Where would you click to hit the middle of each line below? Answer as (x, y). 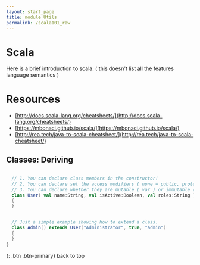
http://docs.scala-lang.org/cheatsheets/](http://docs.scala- (90, 116)
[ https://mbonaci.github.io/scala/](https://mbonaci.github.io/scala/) (97, 128)
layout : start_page (30, 12)
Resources (33, 99)
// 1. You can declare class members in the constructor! (85, 179)
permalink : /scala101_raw (38, 23)
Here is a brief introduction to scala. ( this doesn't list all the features (90, 68)
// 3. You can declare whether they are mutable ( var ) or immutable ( (104, 189)
